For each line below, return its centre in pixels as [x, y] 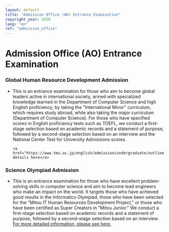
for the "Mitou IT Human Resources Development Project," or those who [87, 202]
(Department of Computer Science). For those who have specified [81, 118]
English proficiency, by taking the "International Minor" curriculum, [82, 107]
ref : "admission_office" [31, 29]
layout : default [22, 10]
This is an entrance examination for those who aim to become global [84, 91]
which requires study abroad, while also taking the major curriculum [83, 112]
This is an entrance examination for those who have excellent [76, 181]
